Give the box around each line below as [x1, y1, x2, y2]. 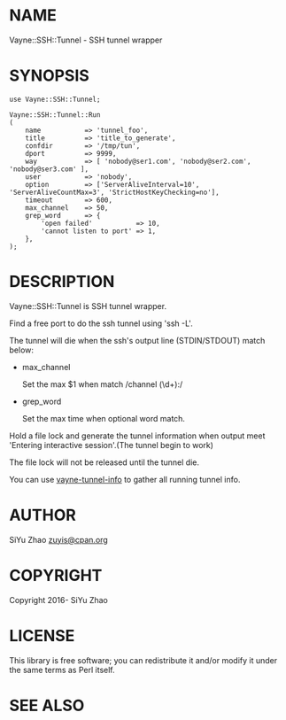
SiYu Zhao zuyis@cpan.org [9, 534, 108, 545]
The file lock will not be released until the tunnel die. [9, 457, 199, 468]
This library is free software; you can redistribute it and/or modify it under [9, 654, 278, 665]
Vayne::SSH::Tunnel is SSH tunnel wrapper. [9, 300, 166, 311]
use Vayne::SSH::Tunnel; [9, 95, 101, 104]
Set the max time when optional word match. [21, 413, 186, 423]
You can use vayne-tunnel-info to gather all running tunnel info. [9, 474, 241, 484]
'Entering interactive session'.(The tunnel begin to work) [9, 439, 214, 450]
